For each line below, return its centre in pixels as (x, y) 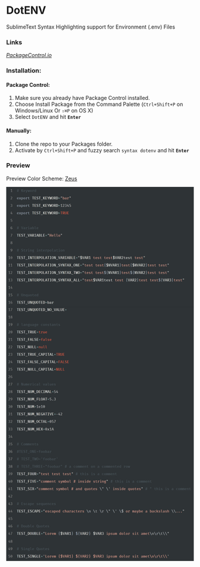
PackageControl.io (29, 55)
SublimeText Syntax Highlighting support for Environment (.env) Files (91, 27)
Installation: (24, 71)
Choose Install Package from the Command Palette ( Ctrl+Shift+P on (99, 104)
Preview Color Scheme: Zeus (42, 178)
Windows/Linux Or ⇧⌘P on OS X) (54, 111)
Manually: (19, 130)
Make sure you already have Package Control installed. (82, 98)
